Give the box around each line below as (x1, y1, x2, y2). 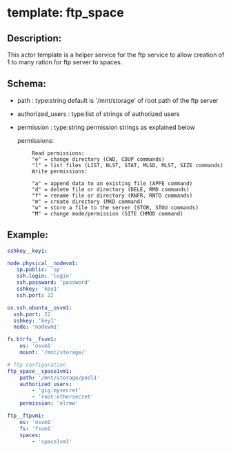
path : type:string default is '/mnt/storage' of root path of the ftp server (17, 96, 219, 104)
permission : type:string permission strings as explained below (17, 123, 195, 131)
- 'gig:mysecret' (32, 387, 81, 394)
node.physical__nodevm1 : (7, 260, 79, 267)
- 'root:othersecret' (32, 394, 94, 401)
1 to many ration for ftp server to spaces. (7, 58, 123, 66)
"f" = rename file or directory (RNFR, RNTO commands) (32, 192, 193, 199)
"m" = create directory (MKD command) (32, 198, 143, 205)
